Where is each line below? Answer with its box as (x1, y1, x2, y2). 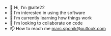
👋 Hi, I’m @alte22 (9, 5, 45, 10)
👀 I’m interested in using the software (9, 10, 85, 16)
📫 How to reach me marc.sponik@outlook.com (9, 26, 106, 31)
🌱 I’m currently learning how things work (9, 15, 92, 20)
